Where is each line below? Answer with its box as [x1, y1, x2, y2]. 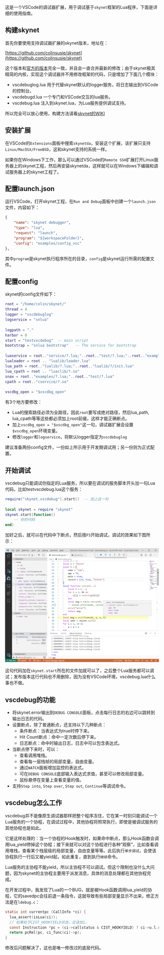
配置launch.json [5, 185, 55, 193]
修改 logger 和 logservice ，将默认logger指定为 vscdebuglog [12, 434, 127, 440]
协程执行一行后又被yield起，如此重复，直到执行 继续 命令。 [5, 854, 121, 859]
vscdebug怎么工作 [5, 799, 62, 807]
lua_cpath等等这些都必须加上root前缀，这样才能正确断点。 [12, 416, 130, 421]
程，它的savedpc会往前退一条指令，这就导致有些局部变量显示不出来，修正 [5, 893, 155, 899]
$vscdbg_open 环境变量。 [12, 428, 60, 434]
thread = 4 [5, 307, 27, 312]
